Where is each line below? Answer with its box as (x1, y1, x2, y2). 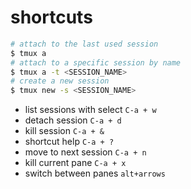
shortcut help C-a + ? (24, 136, 115, 148)
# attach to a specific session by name (10, 57, 182, 68)
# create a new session (10, 76, 110, 86)
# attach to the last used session (10, 39, 159, 49)
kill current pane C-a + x (24, 157, 127, 169)
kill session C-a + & (24, 125, 105, 137)
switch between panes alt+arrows (24, 167, 166, 180)
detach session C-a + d (24, 114, 122, 126)
